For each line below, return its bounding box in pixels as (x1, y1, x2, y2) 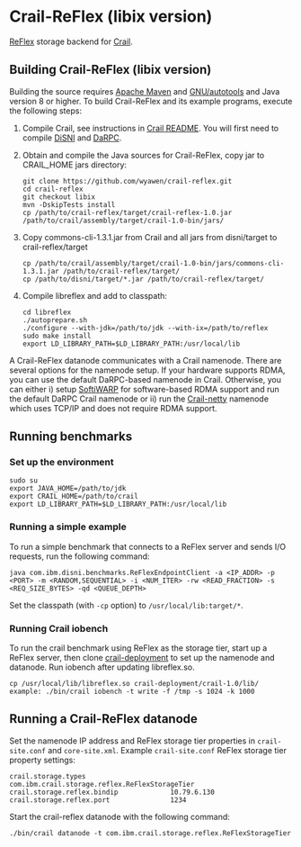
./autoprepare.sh (22, 315, 88, 325)
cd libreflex (22, 308, 72, 317)
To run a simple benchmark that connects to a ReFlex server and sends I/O (9, 541, 287, 552)
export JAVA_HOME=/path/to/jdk (9, 484, 127, 493)
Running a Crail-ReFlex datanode (9, 711, 198, 726)
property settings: (9, 754, 76, 765)
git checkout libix (22, 192, 96, 202)
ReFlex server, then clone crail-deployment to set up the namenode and (9, 653, 276, 663)
